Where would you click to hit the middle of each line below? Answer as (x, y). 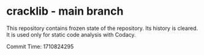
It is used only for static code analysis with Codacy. (71, 34)
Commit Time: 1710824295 (40, 46)
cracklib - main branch (65, 11)
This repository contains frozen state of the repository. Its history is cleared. (102, 28)
